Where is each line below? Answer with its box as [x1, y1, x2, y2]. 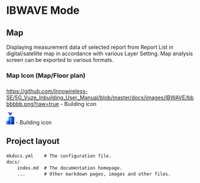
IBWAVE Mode [6, 4, 80, 17]
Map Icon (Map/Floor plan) [6, 71, 86, 79]
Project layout [6, 136, 60, 146]
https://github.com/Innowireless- [6, 87, 89, 95]
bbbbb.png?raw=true [6, 100, 59, 107]
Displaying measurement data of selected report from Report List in [6, 43, 173, 51]
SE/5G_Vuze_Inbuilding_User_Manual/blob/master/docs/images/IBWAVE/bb [6, 94, 194, 101]
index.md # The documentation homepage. [17, 165, 122, 171]
